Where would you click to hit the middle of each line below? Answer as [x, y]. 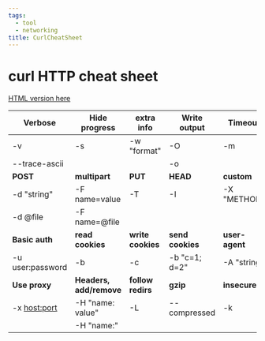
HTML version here [39, 99]
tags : [17, 15]
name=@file [97, 222]
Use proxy [32, 285]
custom [237, 177]
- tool [26, 23]
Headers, [92, 280]
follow [141, 280]
